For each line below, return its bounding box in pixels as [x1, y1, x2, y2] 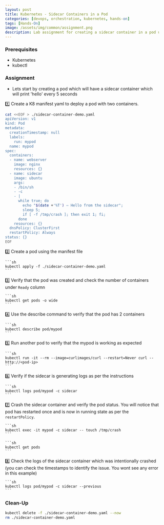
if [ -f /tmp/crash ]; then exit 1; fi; [22, 212, 106, 217]
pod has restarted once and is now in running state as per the [5, 409, 129, 414]
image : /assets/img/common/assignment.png [5, 25, 93, 30]
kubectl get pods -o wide [5, 298, 58, 303]
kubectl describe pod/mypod [5, 326, 62, 332]
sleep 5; [22, 207, 41, 212]
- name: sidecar [9, 171, 42, 176]
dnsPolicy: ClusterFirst [9, 226, 60, 230]
